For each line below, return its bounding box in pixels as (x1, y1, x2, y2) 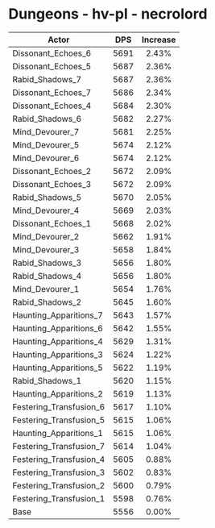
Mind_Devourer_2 (12, 231, 80, 242)
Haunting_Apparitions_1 (12, 427, 103, 439)
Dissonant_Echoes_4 (12, 100, 92, 111)
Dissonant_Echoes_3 (12, 178, 92, 189)
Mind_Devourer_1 (12, 283, 80, 294)
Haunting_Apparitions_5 (12, 362, 103, 373)
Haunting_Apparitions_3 (12, 348, 103, 360)
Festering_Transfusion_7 (12, 440, 105, 451)
